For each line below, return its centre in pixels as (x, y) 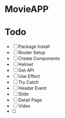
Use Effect (29, 76)
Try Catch (28, 82)
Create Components (39, 58)
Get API (26, 70)
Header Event (32, 88)
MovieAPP (27, 9)
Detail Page (30, 100)
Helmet (26, 64)
